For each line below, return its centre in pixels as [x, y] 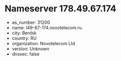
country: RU [24, 38]
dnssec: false [26, 54]
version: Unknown [30, 49]
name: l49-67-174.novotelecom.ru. [47, 27]
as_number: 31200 [31, 22]
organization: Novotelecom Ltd [43, 43]
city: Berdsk [24, 33]
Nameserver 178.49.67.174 [60, 9]
